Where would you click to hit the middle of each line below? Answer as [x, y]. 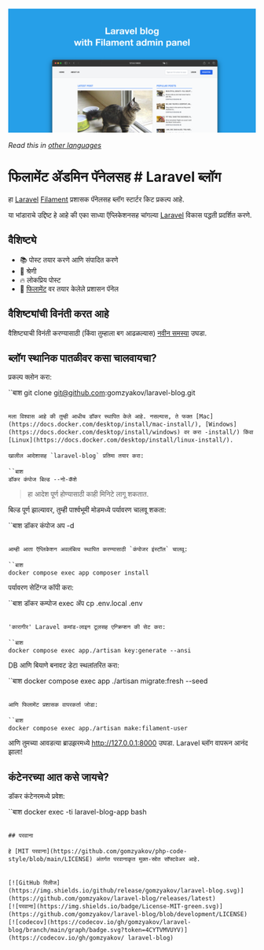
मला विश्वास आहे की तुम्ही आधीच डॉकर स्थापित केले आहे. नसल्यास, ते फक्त [100, 417]
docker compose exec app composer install [79, 573]
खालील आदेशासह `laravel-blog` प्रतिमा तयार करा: [76, 456]
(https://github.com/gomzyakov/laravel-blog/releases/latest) [112, 899]
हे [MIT [18, 852]
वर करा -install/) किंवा [218, 432]
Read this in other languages [55, 145]
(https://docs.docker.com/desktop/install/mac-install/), [105, 425]
